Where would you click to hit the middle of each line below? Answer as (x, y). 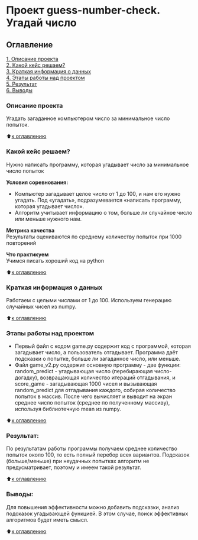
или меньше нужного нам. (48, 219)
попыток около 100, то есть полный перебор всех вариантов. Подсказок (98, 455)
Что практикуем (27, 254)
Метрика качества (30, 230)
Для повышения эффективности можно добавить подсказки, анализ (93, 507)
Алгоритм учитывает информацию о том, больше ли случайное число (103, 212)
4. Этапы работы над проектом (46, 78)
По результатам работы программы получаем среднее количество (92, 449)
